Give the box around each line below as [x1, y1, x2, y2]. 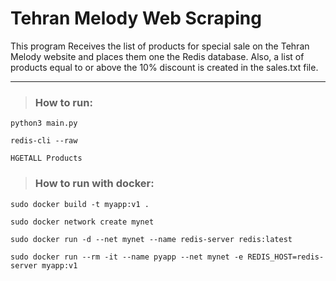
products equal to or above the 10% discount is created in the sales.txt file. [10, 61, 319, 73]
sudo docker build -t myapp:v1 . [10, 199, 150, 209]
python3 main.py [10, 118, 78, 129]
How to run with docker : [34, 177, 155, 191]
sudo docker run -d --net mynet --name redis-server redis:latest [10, 234, 293, 244]
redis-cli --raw [10, 136, 78, 146]
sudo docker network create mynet [10, 217, 155, 227]
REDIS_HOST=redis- [247, 252, 325, 262]
